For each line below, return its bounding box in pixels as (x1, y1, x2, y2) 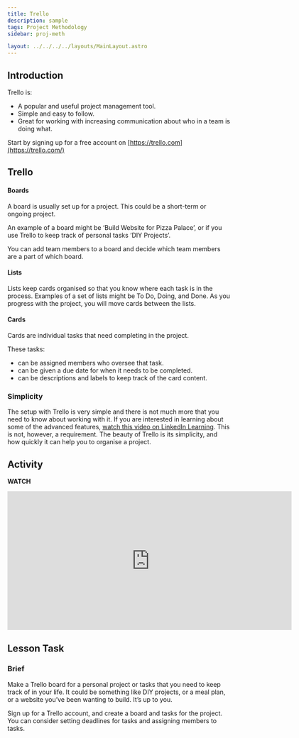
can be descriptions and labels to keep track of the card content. (17, 373, 207, 382)
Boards (7, 186, 30, 194)
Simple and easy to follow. (17, 109, 94, 118)
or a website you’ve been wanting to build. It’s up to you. (7, 695, 173, 703)
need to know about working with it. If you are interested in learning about (7, 415, 224, 424)
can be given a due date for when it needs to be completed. (17, 366, 193, 375)
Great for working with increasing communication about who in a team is (17, 116, 231, 125)
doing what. (17, 124, 53, 133)
